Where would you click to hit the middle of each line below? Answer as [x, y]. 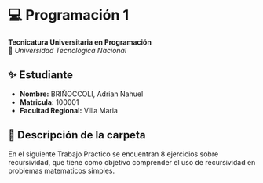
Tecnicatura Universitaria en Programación [80, 42]
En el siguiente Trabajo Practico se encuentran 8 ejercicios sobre [113, 154]
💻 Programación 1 [69, 15]
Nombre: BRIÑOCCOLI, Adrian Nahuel [81, 94]
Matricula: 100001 [49, 102]
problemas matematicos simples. [62, 170]
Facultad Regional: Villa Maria [68, 110]
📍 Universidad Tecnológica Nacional [68, 50]
